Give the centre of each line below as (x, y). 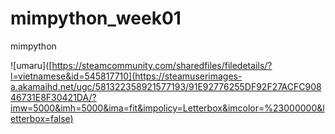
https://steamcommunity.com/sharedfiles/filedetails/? (162, 65)
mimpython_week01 (96, 18)
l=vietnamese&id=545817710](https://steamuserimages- (126, 76)
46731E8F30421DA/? (53, 97)
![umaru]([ (31, 65)
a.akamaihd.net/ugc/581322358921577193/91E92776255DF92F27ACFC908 (166, 86)
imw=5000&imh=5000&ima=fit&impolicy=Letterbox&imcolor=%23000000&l (167, 108)
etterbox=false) (42, 118)
